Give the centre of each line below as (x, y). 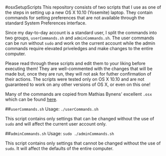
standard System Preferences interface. (46, 23)
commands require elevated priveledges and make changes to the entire (79, 48)
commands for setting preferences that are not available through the (75, 18)
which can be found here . (31, 99)
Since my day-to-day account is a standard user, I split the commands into (81, 33)
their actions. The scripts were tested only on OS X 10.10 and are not (75, 79)
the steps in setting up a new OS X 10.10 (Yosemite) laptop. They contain (79, 12)
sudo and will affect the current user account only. (56, 124)
